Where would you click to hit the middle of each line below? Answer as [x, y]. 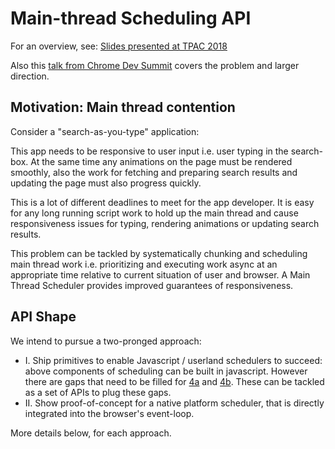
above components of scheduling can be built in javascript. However [166, 371]
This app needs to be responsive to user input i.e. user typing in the [149, 151]
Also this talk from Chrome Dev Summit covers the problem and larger [155, 65]
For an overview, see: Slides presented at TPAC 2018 [119, 46]
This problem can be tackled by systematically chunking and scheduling [159, 253]
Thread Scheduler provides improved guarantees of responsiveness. [152, 285]
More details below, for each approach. [91, 433]
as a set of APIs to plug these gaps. [98, 392]
